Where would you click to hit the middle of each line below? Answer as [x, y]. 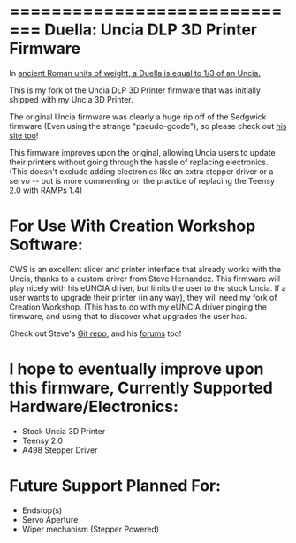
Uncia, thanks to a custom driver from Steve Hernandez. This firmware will [145, 279]
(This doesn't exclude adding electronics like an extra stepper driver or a [141, 171]
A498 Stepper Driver [60, 450]
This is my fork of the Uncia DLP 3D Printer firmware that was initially [135, 90]
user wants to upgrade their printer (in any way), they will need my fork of [143, 297]
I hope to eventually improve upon [137, 369]
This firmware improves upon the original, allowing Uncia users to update [142, 152]
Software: [46, 245]
